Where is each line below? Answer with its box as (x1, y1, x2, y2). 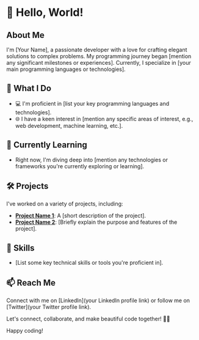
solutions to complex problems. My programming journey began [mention (6, 53, 192, 60)
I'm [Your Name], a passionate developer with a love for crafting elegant (6, 46, 187, 53)
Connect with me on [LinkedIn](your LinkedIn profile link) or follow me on (6, 297, 190, 305)
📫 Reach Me (6, 278, 56, 288)
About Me (6, 30, 45, 40)
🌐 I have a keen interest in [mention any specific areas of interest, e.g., (15, 115, 194, 122)
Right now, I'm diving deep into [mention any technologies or (15, 156, 168, 163)
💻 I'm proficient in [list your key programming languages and (15, 100, 170, 107)
